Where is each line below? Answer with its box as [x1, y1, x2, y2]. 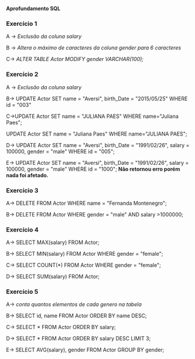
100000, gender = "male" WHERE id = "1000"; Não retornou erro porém [6, 165, 180, 172]
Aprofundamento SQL [6, 5, 60, 12]
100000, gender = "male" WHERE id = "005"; [6, 148, 115, 155]
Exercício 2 [6, 70, 39, 79]
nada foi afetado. [6, 171, 49, 178]
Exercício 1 [6, 19, 37, 28]
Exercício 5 [6, 287, 39, 296]
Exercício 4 [6, 225, 39, 233]
